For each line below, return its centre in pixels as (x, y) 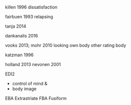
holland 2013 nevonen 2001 (33, 64)
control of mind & (30, 84)
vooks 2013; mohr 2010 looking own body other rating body (66, 45)
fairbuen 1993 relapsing (29, 17)
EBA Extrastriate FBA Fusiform (36, 98)
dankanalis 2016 (22, 36)
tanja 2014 (16, 26)
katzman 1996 (19, 55)
